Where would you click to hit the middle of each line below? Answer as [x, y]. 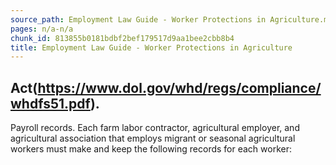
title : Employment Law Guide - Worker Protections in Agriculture [151, 47]
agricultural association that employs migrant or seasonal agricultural [153, 138]
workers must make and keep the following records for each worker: [151, 149]
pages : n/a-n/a [42, 29]
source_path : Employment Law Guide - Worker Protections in [138, 19]
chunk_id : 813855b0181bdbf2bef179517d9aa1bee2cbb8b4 [122, 38]
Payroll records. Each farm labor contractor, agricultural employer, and [155, 128]
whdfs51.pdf [50, 103]
